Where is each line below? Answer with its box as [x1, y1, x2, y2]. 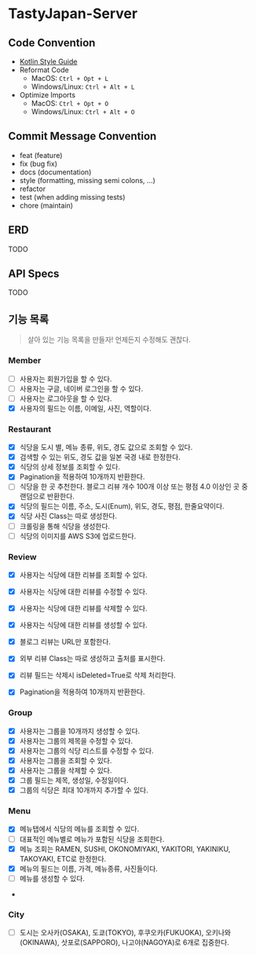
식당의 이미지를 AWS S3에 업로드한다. [19, 531, 137, 541]
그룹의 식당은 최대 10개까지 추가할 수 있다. [19, 785, 148, 795]
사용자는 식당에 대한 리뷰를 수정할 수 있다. [19, 587, 148, 597]
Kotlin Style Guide [19, 57, 78, 66]
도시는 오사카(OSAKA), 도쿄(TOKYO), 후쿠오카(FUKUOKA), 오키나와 [19, 928, 232, 938]
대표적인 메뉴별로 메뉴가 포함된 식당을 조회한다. [19, 834, 165, 843]
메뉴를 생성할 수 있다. [19, 873, 85, 883]
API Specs [8, 267, 60, 281]
